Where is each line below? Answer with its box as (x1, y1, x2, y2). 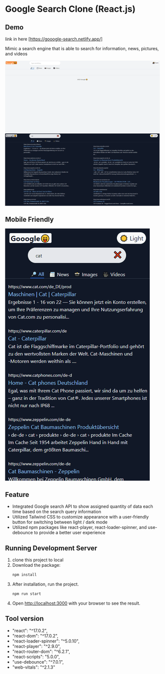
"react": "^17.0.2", (12, 627, 48, 633)
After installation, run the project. (12, 581, 79, 587)
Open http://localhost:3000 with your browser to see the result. (12, 600, 141, 606)
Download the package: (12, 562, 60, 568)
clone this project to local (12, 557, 64, 563)
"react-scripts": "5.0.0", (12, 653, 60, 660)
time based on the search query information (12, 509, 102, 515)
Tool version (5, 614, 44, 623)
